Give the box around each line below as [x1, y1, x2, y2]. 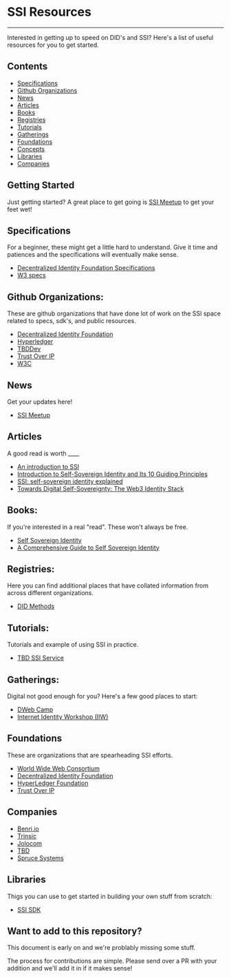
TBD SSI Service [16, 654, 64, 662]
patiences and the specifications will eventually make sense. [7, 251, 179, 259]
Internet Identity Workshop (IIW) [16, 713, 109, 721]
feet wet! [7, 205, 32, 214]
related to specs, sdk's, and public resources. [7, 317, 136, 325]
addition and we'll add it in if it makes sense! [7, 964, 133, 972]
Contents [7, 61, 48, 72]
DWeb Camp [16, 705, 54, 714]
